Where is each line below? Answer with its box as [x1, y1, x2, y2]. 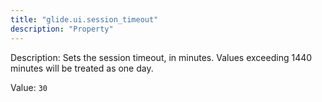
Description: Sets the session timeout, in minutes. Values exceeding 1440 [10, 51, 313, 63]
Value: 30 [10, 81, 48, 93]
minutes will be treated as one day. [10, 62, 154, 74]
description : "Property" [10, 24, 114, 34]
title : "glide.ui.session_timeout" [10, 14, 159, 25]
